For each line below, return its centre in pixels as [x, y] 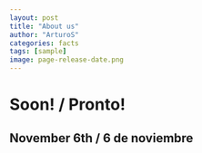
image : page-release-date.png [67, 60]
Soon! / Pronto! [67, 105]
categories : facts [44, 43]
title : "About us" [44, 26]
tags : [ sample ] [38, 52]
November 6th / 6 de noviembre [101, 138]
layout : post [34, 18]
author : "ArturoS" [44, 34]
